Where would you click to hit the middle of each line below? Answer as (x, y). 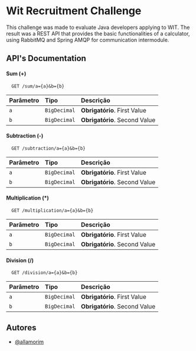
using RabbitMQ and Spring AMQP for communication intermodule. (88, 40)
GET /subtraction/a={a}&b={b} (48, 148)
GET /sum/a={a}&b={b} (38, 86)
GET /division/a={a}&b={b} (45, 273)
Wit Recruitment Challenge (74, 11)
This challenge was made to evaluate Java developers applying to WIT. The (98, 27)
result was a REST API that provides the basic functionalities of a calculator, (98, 33)
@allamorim (29, 342)
